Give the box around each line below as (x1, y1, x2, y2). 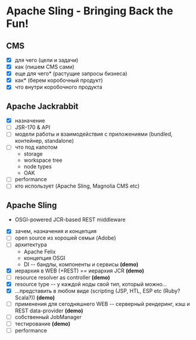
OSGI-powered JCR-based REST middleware (14, 216, 126, 223)
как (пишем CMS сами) (14, 63, 74, 71)
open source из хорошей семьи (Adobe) (14, 234, 116, 241)
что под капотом (14, 143, 58, 151)
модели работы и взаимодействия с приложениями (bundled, (14, 130, 173, 138)
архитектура (14, 241, 48, 249)
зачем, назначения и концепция (14, 228, 97, 235)
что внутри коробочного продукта (14, 84, 102, 91)
